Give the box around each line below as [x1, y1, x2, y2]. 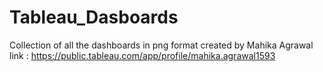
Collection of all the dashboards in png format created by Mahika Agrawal [9, 39, 314, 51]
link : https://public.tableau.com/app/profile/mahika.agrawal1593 [9, 49, 276, 61]
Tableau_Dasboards [9, 6, 179, 29]
